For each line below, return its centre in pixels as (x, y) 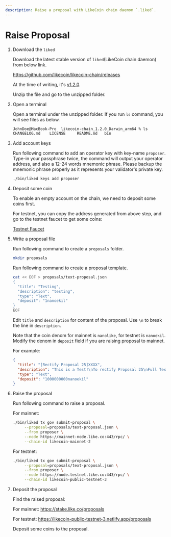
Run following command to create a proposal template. (70, 268)
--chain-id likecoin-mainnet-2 (57, 442)
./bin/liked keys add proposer (46, 179)
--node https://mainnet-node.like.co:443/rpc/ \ (77, 437)
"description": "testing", (46, 291)
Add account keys (32, 143)
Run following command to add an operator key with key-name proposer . (89, 153)
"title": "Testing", (39, 287)
